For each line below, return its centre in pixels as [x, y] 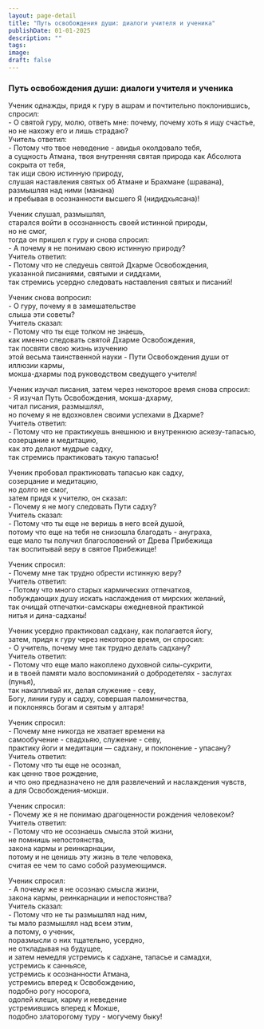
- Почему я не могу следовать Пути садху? [83, 507]
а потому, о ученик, [42, 932]
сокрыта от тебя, [37, 165]
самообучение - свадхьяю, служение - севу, [85, 740]
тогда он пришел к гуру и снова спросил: [79, 239]
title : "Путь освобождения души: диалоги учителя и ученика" [112, 23]
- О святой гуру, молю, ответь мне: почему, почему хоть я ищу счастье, [132, 123]
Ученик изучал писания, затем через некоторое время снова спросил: [129, 390]
